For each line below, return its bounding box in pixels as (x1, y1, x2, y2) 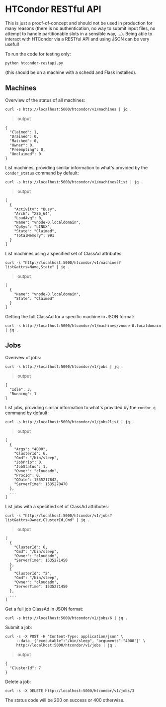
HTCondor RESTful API (5, 3, 101, 15)
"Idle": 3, (9, 387, 32, 392)
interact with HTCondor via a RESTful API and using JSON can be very (5, 36, 150, 42)
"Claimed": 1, (9, 129, 39, 134)
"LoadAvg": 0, (14, 215, 43, 220)
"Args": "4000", (14, 446, 48, 452)
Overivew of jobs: (5, 354, 41, 360)
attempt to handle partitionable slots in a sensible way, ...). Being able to (5, 30, 153, 36)
